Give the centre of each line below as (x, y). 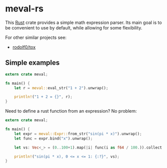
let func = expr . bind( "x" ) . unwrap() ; (53, 138)
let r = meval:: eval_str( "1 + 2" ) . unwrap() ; (61, 88)
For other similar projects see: (36, 37)
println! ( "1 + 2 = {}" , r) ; (43, 97)
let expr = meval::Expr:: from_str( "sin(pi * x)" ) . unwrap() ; (78, 134)
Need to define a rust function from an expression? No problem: (71, 111)
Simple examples (32, 63)
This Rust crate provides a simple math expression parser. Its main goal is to (83, 22)
